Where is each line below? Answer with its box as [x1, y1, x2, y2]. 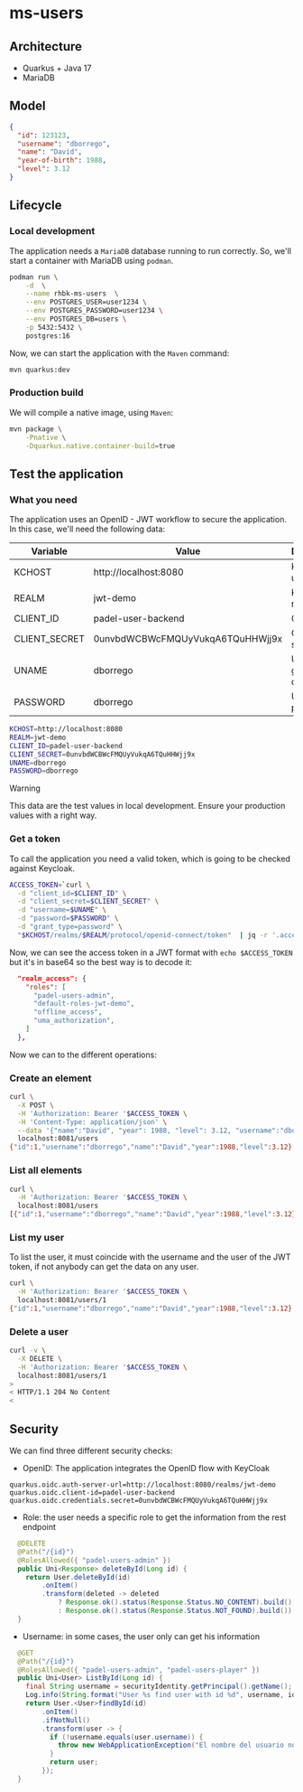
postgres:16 [25, 331, 70, 341]
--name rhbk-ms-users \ [25, 289, 119, 298]
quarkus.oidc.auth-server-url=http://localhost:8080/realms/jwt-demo [9, 1480, 277, 1489]
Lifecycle [9, 198, 62, 213]
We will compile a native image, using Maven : [9, 407, 174, 418]
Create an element [9, 1072, 92, 1084]
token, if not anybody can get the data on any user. [9, 1262, 199, 1272]
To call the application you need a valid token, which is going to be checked [9, 853, 291, 864]
